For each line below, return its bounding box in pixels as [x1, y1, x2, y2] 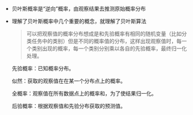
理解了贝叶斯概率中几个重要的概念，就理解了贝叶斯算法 [11, 18, 146, 25]
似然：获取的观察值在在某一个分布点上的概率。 [11, 77, 126, 84]
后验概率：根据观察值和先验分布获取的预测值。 [11, 103, 126, 109]
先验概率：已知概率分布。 [11, 65, 74, 72]
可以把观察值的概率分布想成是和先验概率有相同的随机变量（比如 [26, 30, 182, 37]
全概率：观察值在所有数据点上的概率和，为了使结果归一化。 [11, 90, 157, 97]
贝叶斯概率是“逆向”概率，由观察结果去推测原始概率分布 [11, 5, 146, 12]
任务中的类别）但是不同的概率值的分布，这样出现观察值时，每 [31, 38, 182, 44]
